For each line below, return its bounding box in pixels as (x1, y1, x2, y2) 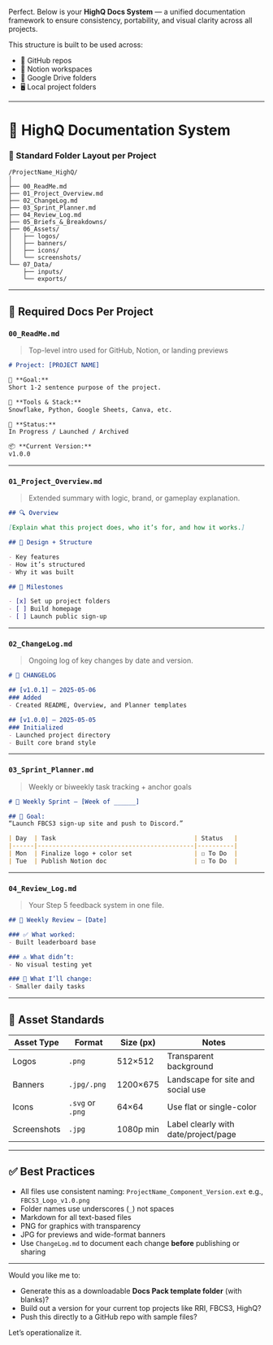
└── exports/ (23, 275, 67, 283)
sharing (19, 1247, 46, 1256)
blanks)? (19, 1295, 50, 1304)
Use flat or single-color (167, 1101, 258, 1113)
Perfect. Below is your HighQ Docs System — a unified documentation (8, 7, 246, 16)
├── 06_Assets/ (8, 225, 60, 234)
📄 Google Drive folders (19, 73, 97, 82)
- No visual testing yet (8, 960, 93, 969)
